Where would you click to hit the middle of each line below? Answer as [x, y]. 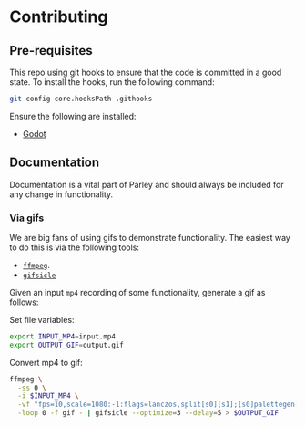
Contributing [59, 17]
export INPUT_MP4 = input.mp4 [63, 336]
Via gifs [27, 218]
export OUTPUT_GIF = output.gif [67, 345]
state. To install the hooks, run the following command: [112, 82]
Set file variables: [42, 319]
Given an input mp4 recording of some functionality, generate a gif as [137, 292]
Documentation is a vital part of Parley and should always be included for [147, 184]
